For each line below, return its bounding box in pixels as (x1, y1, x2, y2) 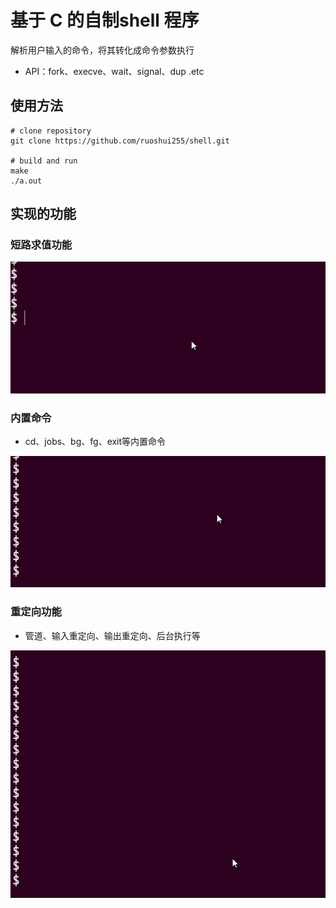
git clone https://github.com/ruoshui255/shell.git (10, 136, 230, 146)
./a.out (10, 176, 43, 186)
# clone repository (10, 126, 92, 136)
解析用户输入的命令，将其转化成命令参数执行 (10, 44, 195, 56)
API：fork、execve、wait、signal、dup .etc (24, 65, 205, 77)
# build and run (10, 156, 78, 166)
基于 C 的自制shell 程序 (10, 9, 200, 32)
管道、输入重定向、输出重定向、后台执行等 (24, 629, 201, 641)
